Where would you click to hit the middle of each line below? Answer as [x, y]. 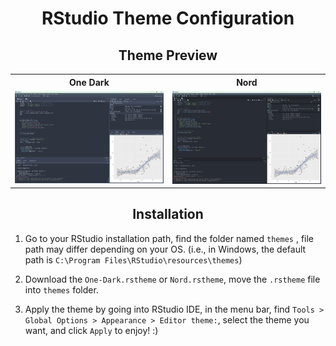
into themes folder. [61, 289]
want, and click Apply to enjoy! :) [91, 330]
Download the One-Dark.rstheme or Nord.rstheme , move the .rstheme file [172, 279]
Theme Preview [168, 55]
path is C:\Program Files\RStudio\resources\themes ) [133, 259]
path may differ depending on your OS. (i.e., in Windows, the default [165, 249]
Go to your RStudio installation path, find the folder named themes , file [169, 238]
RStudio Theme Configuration [168, 18]
